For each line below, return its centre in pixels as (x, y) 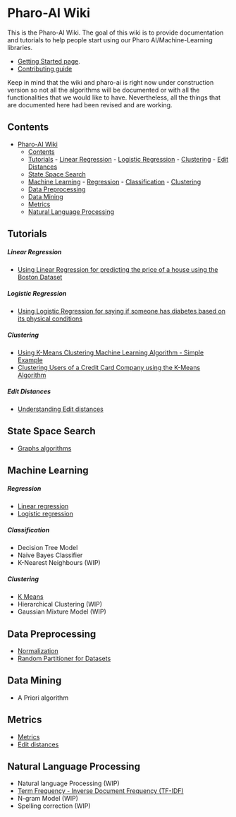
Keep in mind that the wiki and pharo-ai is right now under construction (111, 82)
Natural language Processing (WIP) (68, 783)
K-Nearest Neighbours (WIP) (59, 563)
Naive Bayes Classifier (50, 555)
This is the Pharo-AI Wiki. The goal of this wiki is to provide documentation (116, 32)
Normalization (38, 650)
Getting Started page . (49, 61)
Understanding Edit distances (60, 409)
